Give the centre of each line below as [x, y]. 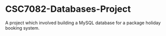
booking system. [22, 28]
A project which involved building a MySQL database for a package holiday [83, 23]
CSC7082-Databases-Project [68, 9]
